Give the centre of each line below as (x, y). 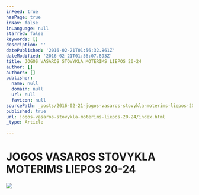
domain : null (28, 89)
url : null (23, 95)
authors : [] (21, 73)
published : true (26, 111)
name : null (25, 84)
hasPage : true (24, 17)
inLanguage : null (28, 28)
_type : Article (25, 122)
